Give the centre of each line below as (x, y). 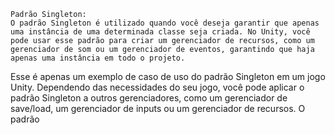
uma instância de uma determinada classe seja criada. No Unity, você (160, 32)
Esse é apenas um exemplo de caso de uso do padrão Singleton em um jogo (168, 76)
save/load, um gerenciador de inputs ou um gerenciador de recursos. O (158, 108)
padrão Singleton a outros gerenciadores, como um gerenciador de (149, 98)
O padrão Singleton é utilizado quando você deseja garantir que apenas (165, 23)
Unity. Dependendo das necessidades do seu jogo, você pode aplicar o (157, 87)
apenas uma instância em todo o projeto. (98, 58)
